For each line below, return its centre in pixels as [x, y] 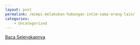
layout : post [18, 10]
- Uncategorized [31, 23]
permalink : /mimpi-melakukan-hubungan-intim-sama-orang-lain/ [70, 14]
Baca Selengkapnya [25, 37]
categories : [17, 19]
